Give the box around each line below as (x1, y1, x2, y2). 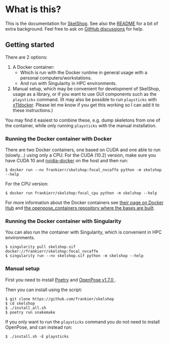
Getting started (5, 41, 55, 49)
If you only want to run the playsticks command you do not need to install (5, 319, 160, 325)
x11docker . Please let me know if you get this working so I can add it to (12, 102, 160, 108)
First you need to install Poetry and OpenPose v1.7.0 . (5, 276, 116, 283)
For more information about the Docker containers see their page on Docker (5, 199, 163, 206)
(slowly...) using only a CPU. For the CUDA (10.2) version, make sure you (5, 152, 156, 158)
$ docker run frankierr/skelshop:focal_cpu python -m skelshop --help (5, 191, 157, 196)
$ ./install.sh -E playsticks (5, 334, 69, 339)
